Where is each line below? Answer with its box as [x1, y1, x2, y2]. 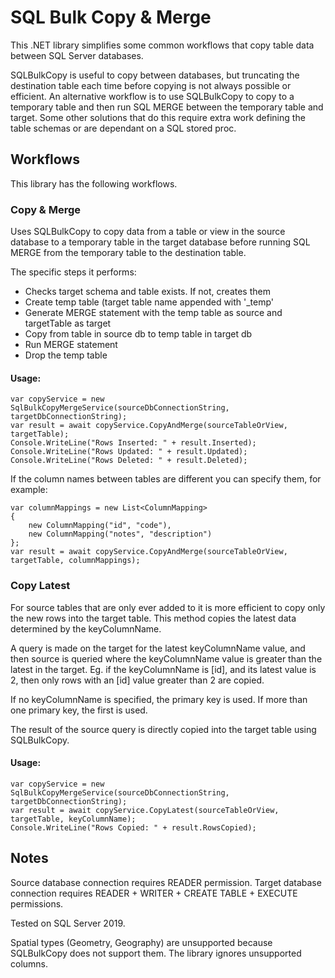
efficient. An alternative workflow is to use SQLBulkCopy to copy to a [10, 90, 295, 102]
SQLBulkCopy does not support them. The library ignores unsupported [10, 947, 302, 959]
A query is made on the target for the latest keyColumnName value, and [10, 642, 306, 654]
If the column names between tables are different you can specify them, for [10, 473, 322, 485]
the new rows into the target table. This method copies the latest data [10, 612, 297, 624]
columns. [10, 957, 49, 970]
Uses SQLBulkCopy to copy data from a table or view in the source [10, 226, 286, 238]
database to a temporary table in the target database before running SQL [10, 236, 311, 248]
